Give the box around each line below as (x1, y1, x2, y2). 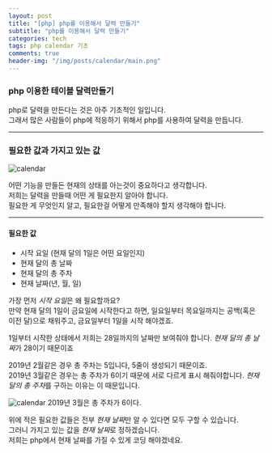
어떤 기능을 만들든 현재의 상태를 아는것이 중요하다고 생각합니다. (8, 180, 208, 190)
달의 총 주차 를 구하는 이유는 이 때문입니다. (8, 380, 140, 390)
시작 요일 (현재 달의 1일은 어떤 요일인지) (19, 248, 146, 257)
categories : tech (8, 34, 67, 43)
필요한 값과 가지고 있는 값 (8, 145, 101, 156)
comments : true (8, 49, 60, 57)
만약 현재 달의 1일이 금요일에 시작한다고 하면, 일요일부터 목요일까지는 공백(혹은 (8, 305, 257, 315)
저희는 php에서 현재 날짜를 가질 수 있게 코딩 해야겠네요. (8, 434, 184, 445)
